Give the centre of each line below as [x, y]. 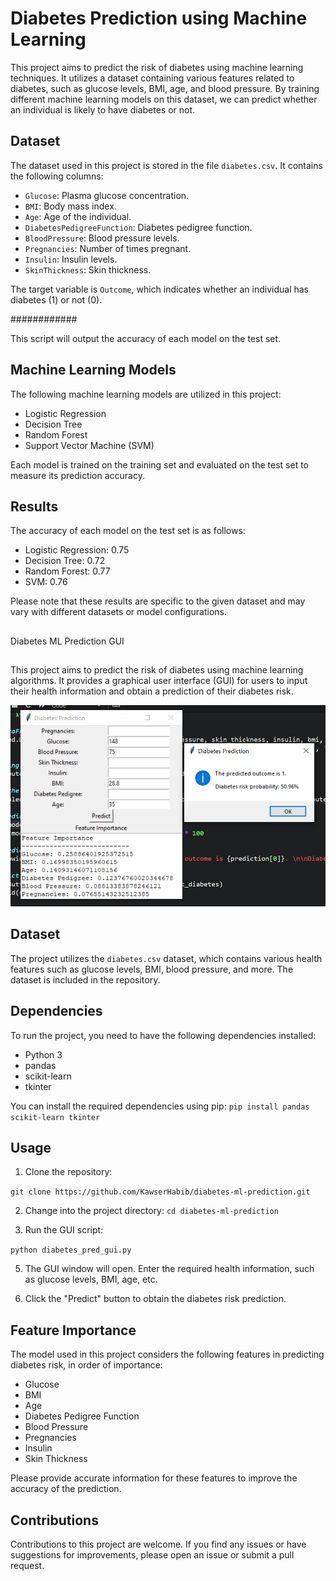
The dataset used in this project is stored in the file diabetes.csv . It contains [166, 165]
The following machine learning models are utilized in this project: [146, 394]
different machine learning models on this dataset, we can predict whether [164, 99]
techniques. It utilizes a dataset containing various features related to [152, 78]
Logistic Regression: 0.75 [77, 550]
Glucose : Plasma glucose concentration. [107, 195]
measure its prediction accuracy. [77, 475]
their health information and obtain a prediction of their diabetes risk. [152, 691]
